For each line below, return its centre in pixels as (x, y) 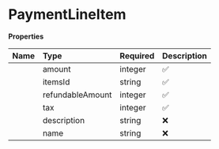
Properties (26, 36)
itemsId (56, 82)
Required (137, 55)
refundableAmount (77, 95)
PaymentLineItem (67, 15)
